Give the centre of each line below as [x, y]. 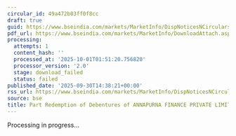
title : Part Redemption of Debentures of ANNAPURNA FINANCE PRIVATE [110, 105]
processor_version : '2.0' [52, 66]
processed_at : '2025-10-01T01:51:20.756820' [80, 60]
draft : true [25, 20]
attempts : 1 [31, 46]
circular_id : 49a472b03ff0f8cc [53, 14]
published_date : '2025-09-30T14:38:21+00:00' [75, 86]
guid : [15, 27]
